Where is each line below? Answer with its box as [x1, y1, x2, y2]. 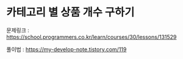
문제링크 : [6, 26, 29, 34]
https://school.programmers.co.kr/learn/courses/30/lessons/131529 [6, 33, 177, 40]
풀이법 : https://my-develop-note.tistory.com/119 [6, 46, 127, 53]
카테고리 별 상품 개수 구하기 [6, 5, 135, 19]
